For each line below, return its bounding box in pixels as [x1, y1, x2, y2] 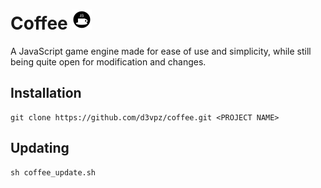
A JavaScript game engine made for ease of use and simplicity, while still [10, 45, 312, 57]
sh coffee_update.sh [10, 167, 97, 178]
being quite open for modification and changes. [10, 55, 207, 68]
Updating [10, 140, 70, 157]
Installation [10, 85, 82, 102]
